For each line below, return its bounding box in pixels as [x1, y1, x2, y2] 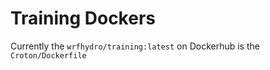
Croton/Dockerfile [10, 50, 87, 61]
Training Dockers [10, 7, 156, 30]
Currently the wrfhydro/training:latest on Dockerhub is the [10, 40, 260, 52]
